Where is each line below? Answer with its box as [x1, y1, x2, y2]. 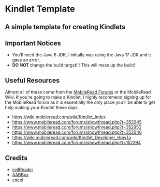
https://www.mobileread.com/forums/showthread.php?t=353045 [12, 119, 142, 125]
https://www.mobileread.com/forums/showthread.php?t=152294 [12, 140, 141, 146]
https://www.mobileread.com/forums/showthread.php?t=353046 [12, 129, 142, 135]
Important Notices [5, 39, 61, 47]
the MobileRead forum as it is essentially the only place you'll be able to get [5, 99, 156, 105]
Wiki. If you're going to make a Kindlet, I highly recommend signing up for [5, 94, 151, 100]
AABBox [12, 172, 29, 178]
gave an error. [12, 57, 40, 63]
